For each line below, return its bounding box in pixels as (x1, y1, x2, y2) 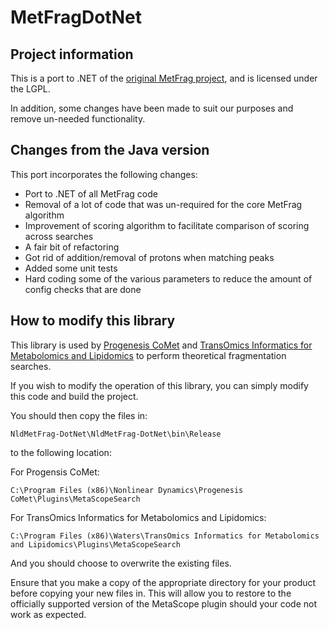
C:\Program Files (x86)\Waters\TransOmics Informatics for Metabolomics (10, 531, 320, 541)
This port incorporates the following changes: (10, 168, 198, 180)
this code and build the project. (10, 390, 139, 402)
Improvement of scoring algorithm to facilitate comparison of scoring (24, 219, 310, 231)
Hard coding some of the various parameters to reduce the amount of (24, 272, 313, 285)
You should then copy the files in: (10, 409, 148, 421)
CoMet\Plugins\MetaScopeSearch (10, 494, 141, 504)
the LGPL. (10, 83, 51, 95)
